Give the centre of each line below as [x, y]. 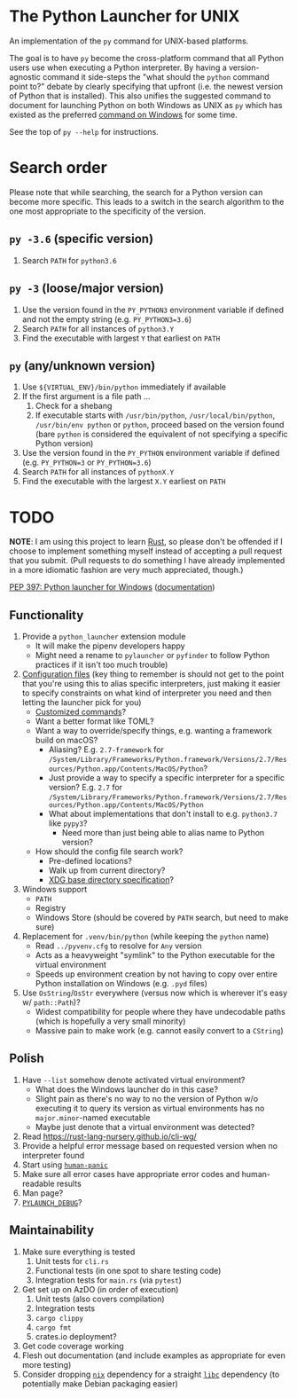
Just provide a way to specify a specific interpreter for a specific [167, 778]
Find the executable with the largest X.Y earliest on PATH [124, 482]
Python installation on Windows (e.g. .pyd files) [121, 984]
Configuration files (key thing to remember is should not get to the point [153, 674]
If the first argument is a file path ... [86, 397]
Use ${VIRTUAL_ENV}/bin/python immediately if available [124, 387]
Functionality [47, 615]
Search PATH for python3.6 [69, 260]
